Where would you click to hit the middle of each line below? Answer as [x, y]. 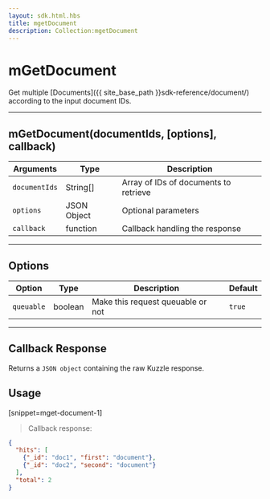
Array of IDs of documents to [176, 183]
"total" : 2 [34, 480]
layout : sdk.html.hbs [45, 16]
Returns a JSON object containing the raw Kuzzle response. [106, 368]
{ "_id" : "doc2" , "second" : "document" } [90, 465]
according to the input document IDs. [70, 101]
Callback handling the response [182, 229]
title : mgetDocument [43, 23]
